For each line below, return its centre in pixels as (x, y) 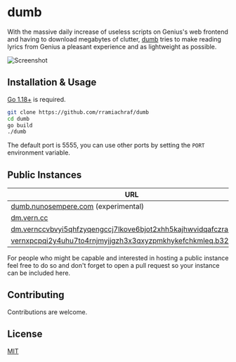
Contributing (36, 295)
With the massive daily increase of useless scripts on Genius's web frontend (118, 32)
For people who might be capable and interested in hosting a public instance (118, 258)
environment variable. (39, 153)
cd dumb (19, 119)
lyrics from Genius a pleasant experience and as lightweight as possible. (112, 46)
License (25, 334)
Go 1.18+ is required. (37, 99)
